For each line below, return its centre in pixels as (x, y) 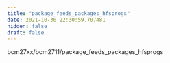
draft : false (26, 33)
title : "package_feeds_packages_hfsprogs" (69, 13)
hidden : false (27, 26)
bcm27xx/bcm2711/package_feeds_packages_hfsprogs (85, 52)
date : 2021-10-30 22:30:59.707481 (57, 20)
